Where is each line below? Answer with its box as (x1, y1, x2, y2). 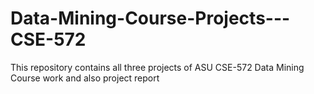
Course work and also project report (10, 72, 160, 84)
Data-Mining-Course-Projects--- (10, 7, 291, 30)
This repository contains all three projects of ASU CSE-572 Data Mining (10, 61, 305, 73)
